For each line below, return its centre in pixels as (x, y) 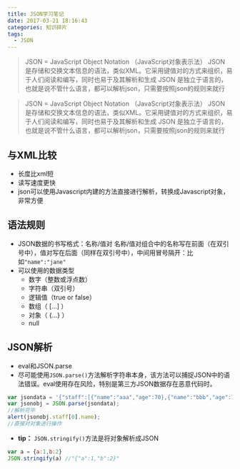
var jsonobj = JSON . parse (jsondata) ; (64, 404)
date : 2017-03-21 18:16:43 (47, 21)
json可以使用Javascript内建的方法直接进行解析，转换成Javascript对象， (124, 191)
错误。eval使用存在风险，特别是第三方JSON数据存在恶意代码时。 (120, 383)
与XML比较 (32, 155)
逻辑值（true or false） (62, 297)
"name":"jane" (45, 262)
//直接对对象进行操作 (35, 424)
